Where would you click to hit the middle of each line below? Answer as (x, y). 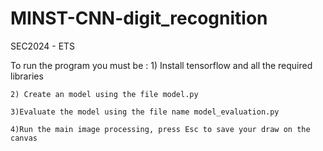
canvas (24, 138)
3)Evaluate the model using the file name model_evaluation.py (145, 112)
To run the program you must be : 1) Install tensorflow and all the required (161, 65)
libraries (27, 76)
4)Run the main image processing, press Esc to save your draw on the (160, 129)
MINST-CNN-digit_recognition (139, 18)
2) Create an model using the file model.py (104, 94)
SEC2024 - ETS (43, 46)
